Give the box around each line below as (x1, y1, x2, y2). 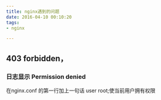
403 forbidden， (6, 54, 68, 64)
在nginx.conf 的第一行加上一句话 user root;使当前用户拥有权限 (6, 86, 156, 94)
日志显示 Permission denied (6, 72, 86, 81)
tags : (6, 19, 19, 25)
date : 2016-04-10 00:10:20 (6, 14, 72, 20)
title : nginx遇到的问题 (6, 8, 60, 15)
